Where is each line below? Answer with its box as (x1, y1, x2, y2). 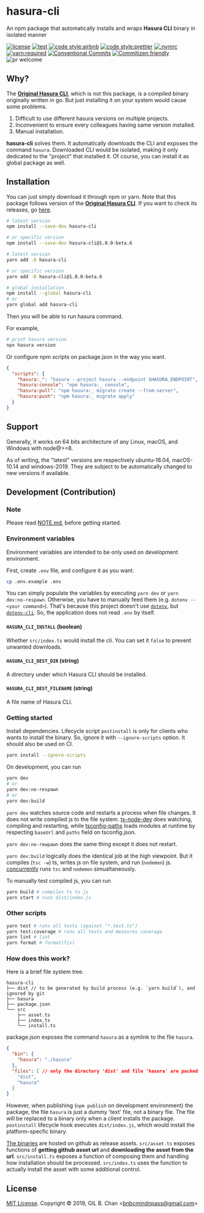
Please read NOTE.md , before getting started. (6, 519, 122, 526)
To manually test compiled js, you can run (6, 877, 111, 884)
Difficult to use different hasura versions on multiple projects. (15, 114, 169, 122)
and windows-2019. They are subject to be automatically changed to (20, 463, 192, 470)
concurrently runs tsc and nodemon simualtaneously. (6, 865, 136, 872)
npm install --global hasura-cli (6, 290, 92, 297)
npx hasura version (6, 342, 56, 348)
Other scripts (6, 909, 47, 918)
